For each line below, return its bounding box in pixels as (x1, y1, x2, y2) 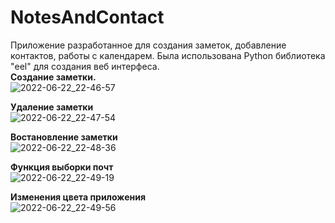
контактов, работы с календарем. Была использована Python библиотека (10, 49, 326, 61)
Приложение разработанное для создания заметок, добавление (10, 39, 287, 51)
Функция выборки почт (10, 161, 114, 173)
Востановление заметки (10, 131, 118, 143)
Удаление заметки (10, 101, 94, 113)
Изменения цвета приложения (10, 191, 147, 203)
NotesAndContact (10, 6, 165, 29)
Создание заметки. (10, 71, 97, 83)
